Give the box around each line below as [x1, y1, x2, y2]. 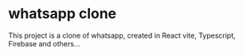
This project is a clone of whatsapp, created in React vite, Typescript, [8, 31, 237, 40]
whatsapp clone [8, 5, 117, 23]
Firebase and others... [8, 38, 80, 48]
